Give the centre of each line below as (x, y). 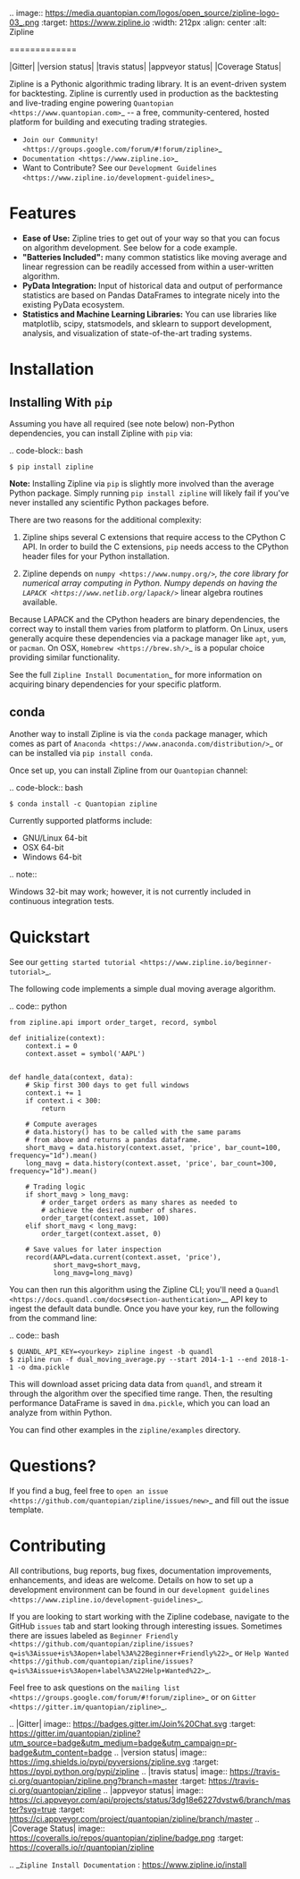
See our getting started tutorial (73, 961)
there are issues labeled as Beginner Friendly (94, 1635)
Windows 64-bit (52, 857)
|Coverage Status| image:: (57, 1828)
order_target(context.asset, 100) (105, 1218)
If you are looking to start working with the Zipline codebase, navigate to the (150, 1616)
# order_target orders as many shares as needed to (140, 1202)
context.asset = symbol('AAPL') (85, 1054)
